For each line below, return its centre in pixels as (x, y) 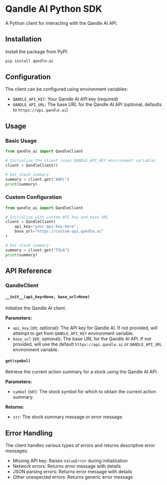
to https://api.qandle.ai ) (40, 110)
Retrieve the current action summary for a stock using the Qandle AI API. (82, 372)
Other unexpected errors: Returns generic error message (73, 477)
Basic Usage (21, 140)
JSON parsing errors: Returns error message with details (73, 472)
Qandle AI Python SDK (54, 9)
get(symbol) (18, 361)
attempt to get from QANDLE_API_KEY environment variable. (73, 333)
